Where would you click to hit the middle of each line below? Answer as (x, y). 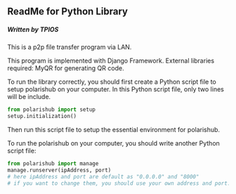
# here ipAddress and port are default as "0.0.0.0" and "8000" (103, 176)
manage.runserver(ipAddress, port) (59, 170)
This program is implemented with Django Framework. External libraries (111, 61)
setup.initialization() (42, 116)
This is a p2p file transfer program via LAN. (70, 47)
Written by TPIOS (33, 29)
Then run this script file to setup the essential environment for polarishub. (113, 130)
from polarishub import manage (53, 164)
